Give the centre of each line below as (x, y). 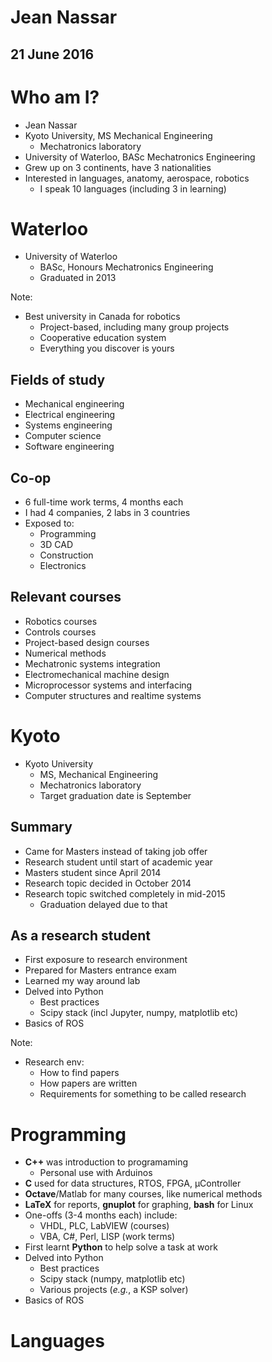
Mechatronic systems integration (92, 663)
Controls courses (60, 632)
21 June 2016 (52, 54)
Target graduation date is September (115, 795)
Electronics (63, 566)
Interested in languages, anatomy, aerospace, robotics (137, 178)
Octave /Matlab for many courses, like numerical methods (143, 1194)
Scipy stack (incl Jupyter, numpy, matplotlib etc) (139, 1013)
